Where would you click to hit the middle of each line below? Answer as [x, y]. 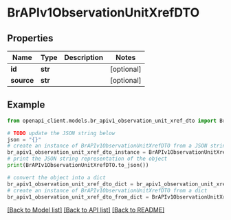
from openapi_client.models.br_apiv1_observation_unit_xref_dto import [112, 121]
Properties [30, 38]
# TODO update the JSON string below [61, 133]
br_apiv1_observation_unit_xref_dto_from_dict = [78, 197]
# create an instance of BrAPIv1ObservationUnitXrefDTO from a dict [107, 190]
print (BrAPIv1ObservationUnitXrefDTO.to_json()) [78, 166]
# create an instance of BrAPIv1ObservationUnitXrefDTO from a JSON [107, 146]
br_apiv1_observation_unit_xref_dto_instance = [77, 152]
